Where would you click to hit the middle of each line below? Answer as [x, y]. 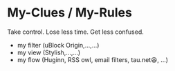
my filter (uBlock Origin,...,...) [58, 45]
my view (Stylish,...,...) [49, 52]
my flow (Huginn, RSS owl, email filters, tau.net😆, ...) [92, 59]
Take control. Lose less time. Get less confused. [75, 32]
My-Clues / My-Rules [70, 13]
